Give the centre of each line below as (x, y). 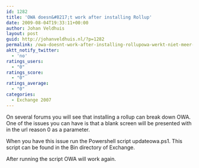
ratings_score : (25, 72)
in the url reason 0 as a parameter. (48, 129)
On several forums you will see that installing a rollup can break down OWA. (99, 117)
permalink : (20, 45)
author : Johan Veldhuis (36, 28)
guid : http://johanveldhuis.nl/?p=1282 (55, 39)
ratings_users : (25, 61)
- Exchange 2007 (31, 100)
